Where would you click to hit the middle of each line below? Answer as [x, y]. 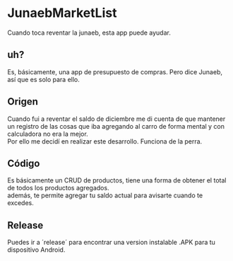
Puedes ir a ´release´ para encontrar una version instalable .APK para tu [111, 243]
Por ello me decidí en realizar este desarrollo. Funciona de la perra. [105, 141]
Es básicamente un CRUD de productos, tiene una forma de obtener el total [117, 180]
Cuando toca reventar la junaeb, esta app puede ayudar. [89, 33]
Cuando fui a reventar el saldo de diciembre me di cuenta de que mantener [116, 119]
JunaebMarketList [62, 13]
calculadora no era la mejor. [48, 134]
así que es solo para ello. [43, 79]
